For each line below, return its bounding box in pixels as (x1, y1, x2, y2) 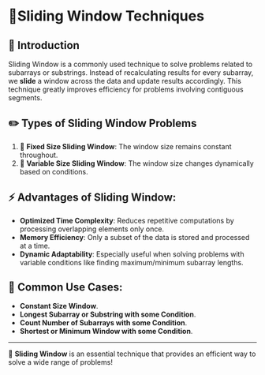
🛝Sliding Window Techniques (8, 7, 205, 25)
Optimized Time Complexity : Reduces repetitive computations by (19, 216, 234, 225)
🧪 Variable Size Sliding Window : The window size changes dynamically (19, 158, 254, 168)
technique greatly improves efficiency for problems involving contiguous (8, 84, 244, 94)
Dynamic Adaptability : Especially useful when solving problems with (19, 249, 244, 259)
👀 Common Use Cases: (8, 280, 123, 294)
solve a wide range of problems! (8, 358, 113, 367)
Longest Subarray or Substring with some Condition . (19, 309, 196, 319)
